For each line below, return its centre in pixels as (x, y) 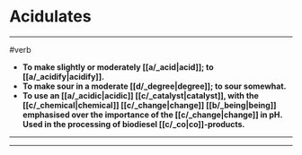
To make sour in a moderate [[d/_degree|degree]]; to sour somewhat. (154, 86)
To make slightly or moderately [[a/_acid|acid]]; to (118, 67)
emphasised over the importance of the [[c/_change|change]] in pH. (152, 115)
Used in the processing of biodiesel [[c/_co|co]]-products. (133, 124)
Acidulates (50, 17)
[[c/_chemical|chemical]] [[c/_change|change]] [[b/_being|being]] (149, 105)
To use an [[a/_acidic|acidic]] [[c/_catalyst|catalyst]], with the (140, 95)
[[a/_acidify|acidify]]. (63, 76)
